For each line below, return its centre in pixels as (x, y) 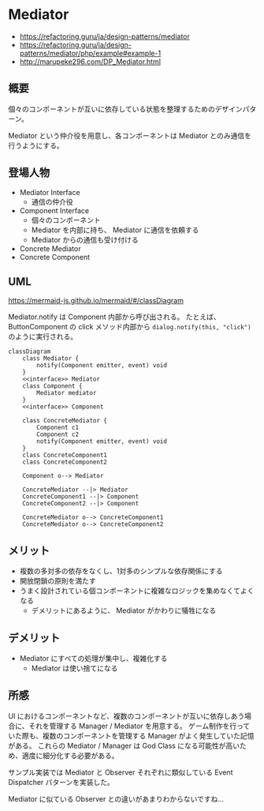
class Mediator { (51, 359)
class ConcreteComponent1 (65, 456)
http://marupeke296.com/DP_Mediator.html (90, 62)
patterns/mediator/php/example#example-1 (90, 53)
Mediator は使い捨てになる (74, 668)
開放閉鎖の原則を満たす (58, 581)
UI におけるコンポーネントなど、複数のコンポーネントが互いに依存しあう (126, 715)
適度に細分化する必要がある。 (70, 755)
